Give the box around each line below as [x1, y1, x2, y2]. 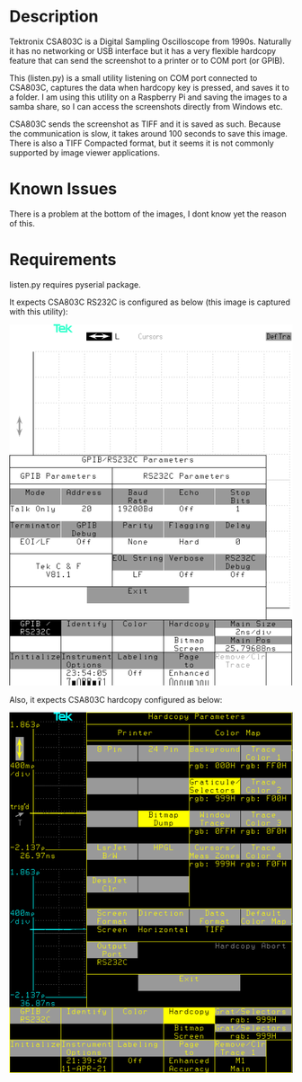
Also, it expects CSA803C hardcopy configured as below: [9, 694, 223, 705]
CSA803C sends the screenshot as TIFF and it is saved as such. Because [9, 119, 281, 129]
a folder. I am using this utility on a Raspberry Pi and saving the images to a [9, 92, 288, 102]
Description [9, 6, 99, 27]
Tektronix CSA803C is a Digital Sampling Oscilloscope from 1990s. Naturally [9, 36, 292, 47]
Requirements [9, 250, 117, 270]
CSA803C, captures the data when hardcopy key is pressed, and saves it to [9, 82, 289, 93]
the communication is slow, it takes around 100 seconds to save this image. [9, 128, 288, 138]
